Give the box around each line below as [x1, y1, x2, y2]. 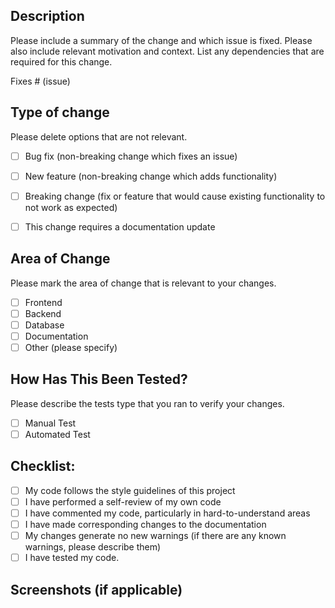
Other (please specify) [24, 341, 118, 353]
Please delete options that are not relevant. [10, 130, 188, 143]
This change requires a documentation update [24, 220, 216, 233]
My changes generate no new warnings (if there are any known [24, 530, 287, 541]
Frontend [24, 296, 63, 308]
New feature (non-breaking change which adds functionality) [24, 170, 278, 182]
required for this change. [10, 55, 113, 68]
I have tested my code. [24, 552, 120, 564]
